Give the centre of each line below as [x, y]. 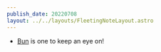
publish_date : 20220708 [42, 14]
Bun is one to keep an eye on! [61, 41]
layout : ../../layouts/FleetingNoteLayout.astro [80, 21]
